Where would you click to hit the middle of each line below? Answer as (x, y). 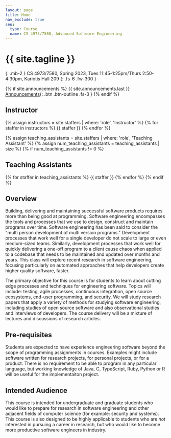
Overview (21, 198)
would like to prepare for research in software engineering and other (77, 408)
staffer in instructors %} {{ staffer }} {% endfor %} (58, 128)
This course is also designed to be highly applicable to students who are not (86, 419)
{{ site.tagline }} (40, 59)
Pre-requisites (29, 335)
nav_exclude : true (25, 19)
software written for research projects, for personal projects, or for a (77, 358)
